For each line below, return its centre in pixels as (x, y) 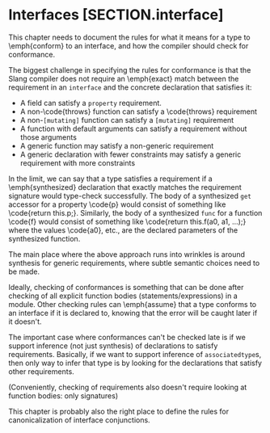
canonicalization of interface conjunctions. (80, 420)
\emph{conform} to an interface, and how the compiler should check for (129, 45)
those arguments (48, 137)
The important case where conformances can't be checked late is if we (127, 337)
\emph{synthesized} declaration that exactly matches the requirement (125, 187)
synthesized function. (44, 238)
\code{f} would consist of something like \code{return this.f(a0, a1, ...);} (127, 221)
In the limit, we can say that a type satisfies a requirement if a (110, 179)
